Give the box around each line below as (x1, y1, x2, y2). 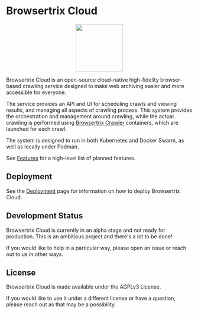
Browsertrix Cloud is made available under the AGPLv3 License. (6, 283, 161, 290)
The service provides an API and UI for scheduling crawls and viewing (6, 100, 177, 107)
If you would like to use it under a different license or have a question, (6, 294, 176, 302)
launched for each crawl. (6, 125, 67, 132)
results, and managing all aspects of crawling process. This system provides (6, 106, 193, 114)
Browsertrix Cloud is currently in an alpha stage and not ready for (6, 226, 165, 234)
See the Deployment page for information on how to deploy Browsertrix (6, 187, 180, 195)
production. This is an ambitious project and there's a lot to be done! (6, 232, 173, 240)
